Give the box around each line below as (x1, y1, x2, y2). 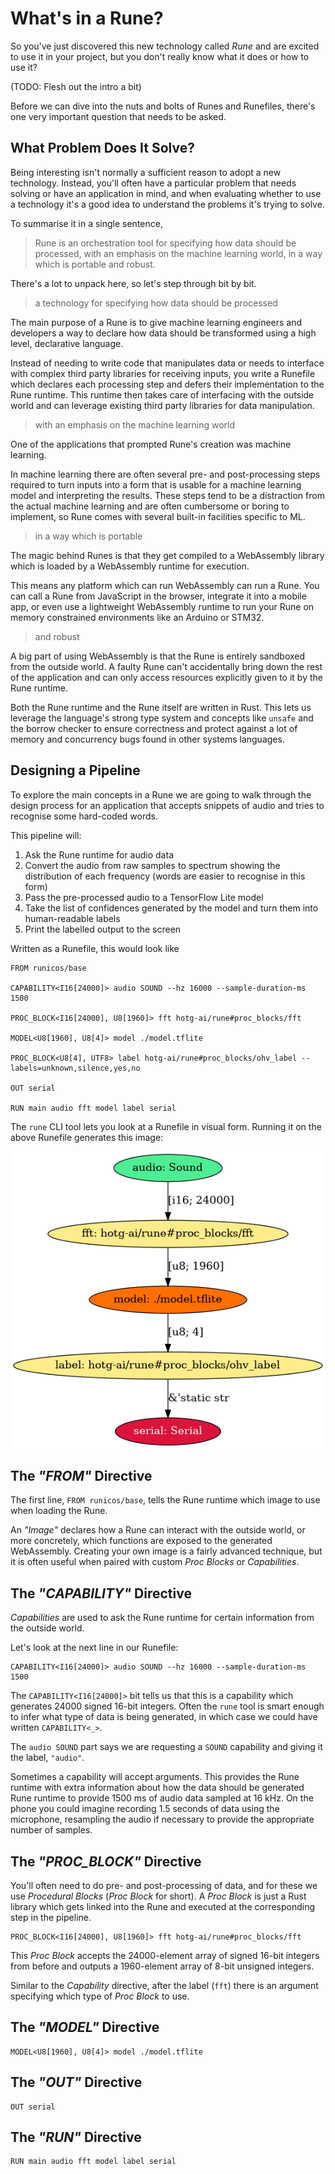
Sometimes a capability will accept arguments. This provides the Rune (10, 1771, 300, 1783)
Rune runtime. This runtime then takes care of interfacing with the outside (10, 388, 315, 401)
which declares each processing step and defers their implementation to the (10, 378, 325, 390)
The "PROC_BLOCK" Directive (10, 1853, 202, 1870)
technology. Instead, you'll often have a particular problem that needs (10, 177, 297, 189)
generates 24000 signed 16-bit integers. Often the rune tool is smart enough (10, 1700, 325, 1712)
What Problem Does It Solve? (10, 140, 195, 157)
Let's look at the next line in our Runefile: (10, 1642, 179, 1654)
